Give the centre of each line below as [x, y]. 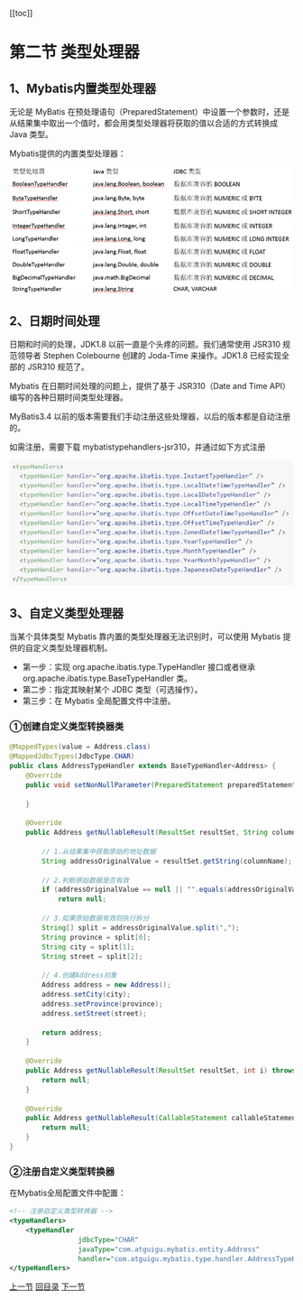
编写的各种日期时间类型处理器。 [69, 397]
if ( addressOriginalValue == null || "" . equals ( [135, 890]
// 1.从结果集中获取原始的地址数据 [99, 851]
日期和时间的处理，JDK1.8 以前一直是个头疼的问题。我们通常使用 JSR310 [145, 344]
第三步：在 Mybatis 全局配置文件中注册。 [99, 701]
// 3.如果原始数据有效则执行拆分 [96, 919]
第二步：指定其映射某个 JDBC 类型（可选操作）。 [112, 690]
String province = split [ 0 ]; [96, 937]
